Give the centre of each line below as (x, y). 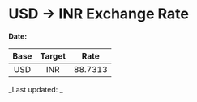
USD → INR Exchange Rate (98, 14)
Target (53, 55)
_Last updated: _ (36, 89)
